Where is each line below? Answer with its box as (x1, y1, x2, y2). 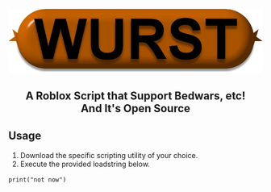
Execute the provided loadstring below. (19, 159, 151, 169)
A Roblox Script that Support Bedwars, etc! (25, 90, 246, 103)
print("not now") (8, 175, 67, 184)
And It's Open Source (80, 102, 191, 115)
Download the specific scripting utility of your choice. (19, 150, 198, 160)
